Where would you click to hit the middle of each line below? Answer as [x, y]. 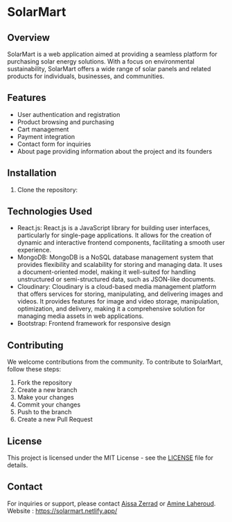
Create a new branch [47, 390]
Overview [29, 38]
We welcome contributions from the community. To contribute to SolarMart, [115, 362]
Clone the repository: [47, 189]
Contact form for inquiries [54, 144]
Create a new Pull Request [55, 420]
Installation [32, 173]
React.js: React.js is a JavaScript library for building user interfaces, [114, 228]
